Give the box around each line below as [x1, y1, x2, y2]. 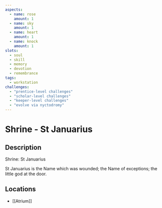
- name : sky [9, 21, 34, 26]
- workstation [9, 80, 38, 85]
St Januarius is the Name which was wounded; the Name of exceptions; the [5, 166, 158, 171]
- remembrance [9, 71, 38, 76]
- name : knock [9, 39, 38, 44]
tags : [5, 75, 16, 80]
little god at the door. [5, 171, 47, 177]
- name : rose [9, 12, 36, 17]
